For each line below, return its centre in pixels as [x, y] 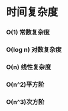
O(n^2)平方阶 [25, 84]
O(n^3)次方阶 [25, 102]
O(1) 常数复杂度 [28, 32]
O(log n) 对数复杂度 [34, 50]
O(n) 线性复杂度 [29, 67]
